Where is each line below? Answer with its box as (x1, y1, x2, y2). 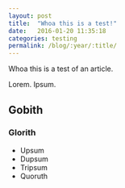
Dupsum (19, 154, 48, 164)
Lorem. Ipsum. (8, 80, 56, 90)
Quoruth (19, 171, 48, 181)
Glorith (8, 127, 36, 138)
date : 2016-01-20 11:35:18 (8, 27, 106, 35)
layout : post (8, 11, 52, 20)
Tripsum (19, 162, 48, 172)
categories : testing (8, 34, 78, 43)
